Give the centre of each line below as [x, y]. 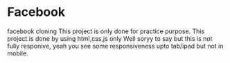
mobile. [18, 53]
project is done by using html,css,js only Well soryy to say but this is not [110, 38]
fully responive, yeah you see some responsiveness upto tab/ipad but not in [115, 46]
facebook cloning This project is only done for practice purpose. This [106, 31]
